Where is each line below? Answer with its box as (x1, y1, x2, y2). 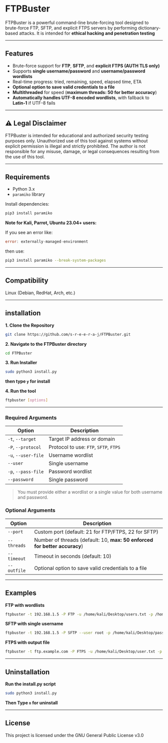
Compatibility (5, 276, 48, 285)
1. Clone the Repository (5, 322, 54, 328)
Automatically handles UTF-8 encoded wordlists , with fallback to (12, 95, 150, 101)
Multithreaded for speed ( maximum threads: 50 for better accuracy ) (12, 89, 157, 95)
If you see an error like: (5, 230, 53, 236)
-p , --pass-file (7, 468, 44, 475)
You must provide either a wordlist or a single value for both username (17, 489, 162, 495)
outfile (7, 567, 26, 573)
